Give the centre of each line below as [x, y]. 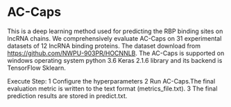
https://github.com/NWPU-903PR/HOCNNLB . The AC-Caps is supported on [116, 53]
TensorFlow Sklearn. [36, 68]
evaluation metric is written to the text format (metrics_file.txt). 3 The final [112, 88]
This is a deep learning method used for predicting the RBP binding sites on [115, 31]
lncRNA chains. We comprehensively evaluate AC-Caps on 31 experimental [114, 38]
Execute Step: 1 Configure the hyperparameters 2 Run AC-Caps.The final [111, 81]
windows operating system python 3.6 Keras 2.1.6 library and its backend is [115, 60]
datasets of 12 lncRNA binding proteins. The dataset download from [104, 46]
